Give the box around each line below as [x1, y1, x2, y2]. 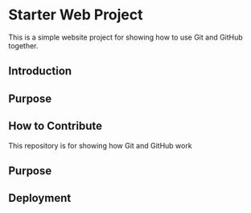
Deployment [8, 191, 72, 205]
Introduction [8, 65, 72, 78]
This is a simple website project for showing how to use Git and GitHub [8, 32, 243, 42]
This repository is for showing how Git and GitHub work [8, 140, 192, 150]
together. [8, 40, 39, 50]
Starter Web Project [8, 6, 143, 24]
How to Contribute [8, 119, 103, 133]
